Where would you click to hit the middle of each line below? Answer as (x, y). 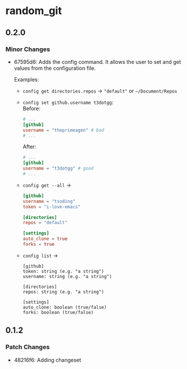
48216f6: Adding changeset (47, 360)
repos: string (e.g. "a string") (63, 292)
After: (29, 147)
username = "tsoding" (49, 201)
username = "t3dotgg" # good (58, 168)
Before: (32, 108)
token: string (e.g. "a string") (63, 271)
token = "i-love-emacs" (52, 206)
